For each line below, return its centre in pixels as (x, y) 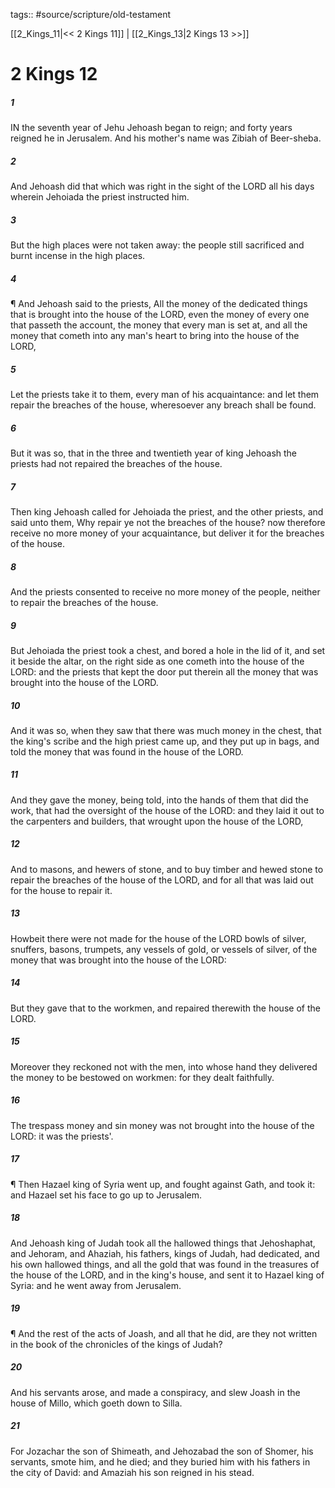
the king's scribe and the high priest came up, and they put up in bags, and (165, 741)
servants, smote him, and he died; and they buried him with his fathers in (160, 1461)
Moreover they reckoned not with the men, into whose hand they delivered (164, 1066)
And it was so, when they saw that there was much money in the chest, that (166, 730)
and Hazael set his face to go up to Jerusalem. (106, 1195)
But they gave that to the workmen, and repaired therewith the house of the (165, 1008)
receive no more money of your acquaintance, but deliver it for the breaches (167, 533)
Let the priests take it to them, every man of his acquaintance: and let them (165, 395)
